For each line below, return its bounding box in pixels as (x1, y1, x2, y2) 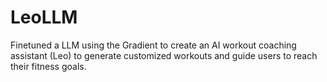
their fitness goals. (10, 60, 87, 72)
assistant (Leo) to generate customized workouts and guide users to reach (10, 49, 318, 61)
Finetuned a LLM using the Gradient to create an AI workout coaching (10, 39, 297, 51)
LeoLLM (10, 6, 78, 29)
